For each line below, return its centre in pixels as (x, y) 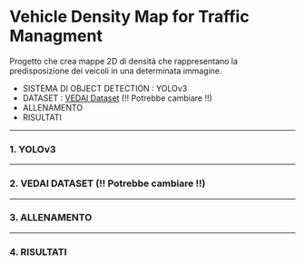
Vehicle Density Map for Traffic (129, 17)
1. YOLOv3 (33, 149)
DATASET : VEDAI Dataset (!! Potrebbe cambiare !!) (118, 98)
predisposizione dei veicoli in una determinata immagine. (116, 71)
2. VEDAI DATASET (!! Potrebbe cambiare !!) (108, 183)
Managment (56, 36)
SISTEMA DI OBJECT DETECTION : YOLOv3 (105, 88)
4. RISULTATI (38, 251)
